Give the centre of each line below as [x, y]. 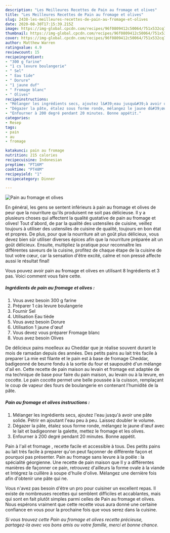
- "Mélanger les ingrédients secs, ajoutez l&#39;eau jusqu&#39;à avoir [83, 104]
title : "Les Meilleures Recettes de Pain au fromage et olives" [74, 15]
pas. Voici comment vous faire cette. [44, 276]
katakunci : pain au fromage [35, 151]
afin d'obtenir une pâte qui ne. [37, 478]
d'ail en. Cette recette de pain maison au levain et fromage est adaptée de [82, 369]
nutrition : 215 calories [31, 155]
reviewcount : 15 [22, 52]
